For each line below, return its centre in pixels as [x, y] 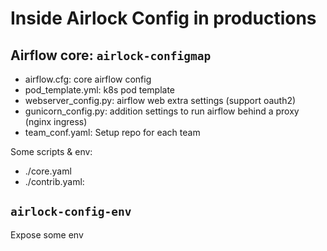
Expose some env [47, 234]
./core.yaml [48, 171]
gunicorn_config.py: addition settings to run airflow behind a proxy [162, 111]
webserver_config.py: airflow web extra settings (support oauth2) [160, 100]
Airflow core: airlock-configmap [111, 55]
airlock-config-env [71, 212]
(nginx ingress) [56, 121]
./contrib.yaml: [54, 181]
